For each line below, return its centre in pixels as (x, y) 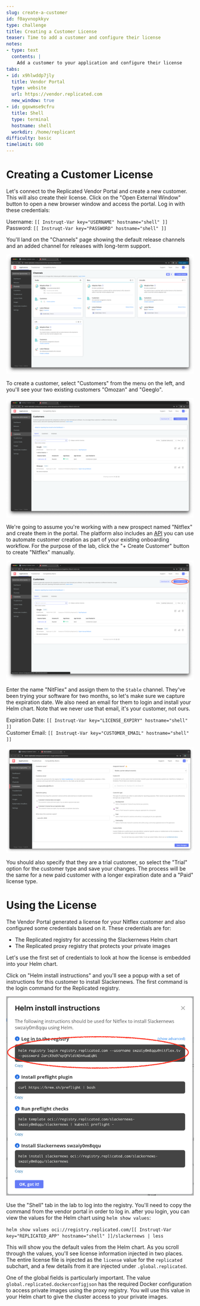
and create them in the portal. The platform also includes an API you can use (100, 533)
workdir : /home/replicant (44, 132)
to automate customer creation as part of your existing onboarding (88, 540)
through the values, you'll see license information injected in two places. (95, 1254)
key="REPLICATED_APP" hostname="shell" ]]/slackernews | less (85, 1236)
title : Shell (28, 113)
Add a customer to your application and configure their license (100, 63)
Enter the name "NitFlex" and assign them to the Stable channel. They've (96, 689)
